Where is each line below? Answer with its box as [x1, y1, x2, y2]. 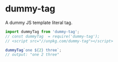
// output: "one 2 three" [5, 52, 59, 57]
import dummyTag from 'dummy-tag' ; [5, 29, 80, 34]
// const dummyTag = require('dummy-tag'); [5, 33, 100, 39]
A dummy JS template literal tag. [5, 19, 73, 25]
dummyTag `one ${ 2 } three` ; [5, 47, 62, 52]
